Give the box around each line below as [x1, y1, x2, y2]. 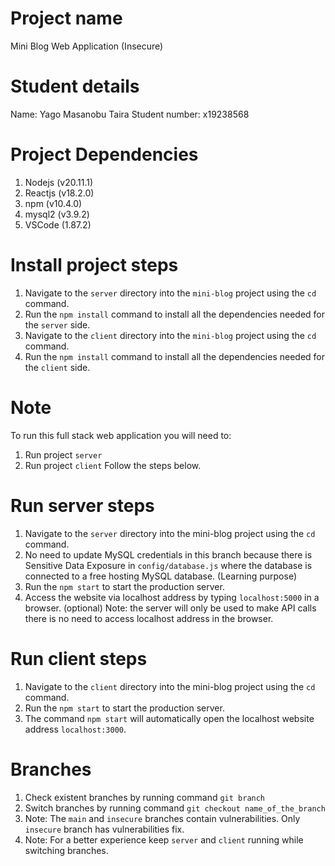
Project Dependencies [10, 143, 199, 166]
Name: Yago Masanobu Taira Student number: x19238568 [10, 108, 250, 120]
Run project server [24, 448, 103, 461]
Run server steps [10, 494, 155, 517]
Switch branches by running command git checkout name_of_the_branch [24, 802, 326, 814]
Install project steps [10, 254, 179, 276]
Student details [10, 75, 140, 98]
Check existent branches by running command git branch [24, 791, 266, 803]
